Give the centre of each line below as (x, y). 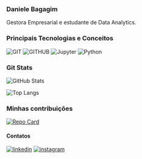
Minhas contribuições (40, 108)
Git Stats (19, 67)
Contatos (18, 136)
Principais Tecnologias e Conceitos (60, 39)
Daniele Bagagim (32, 9)
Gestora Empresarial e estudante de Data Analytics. (71, 23)
